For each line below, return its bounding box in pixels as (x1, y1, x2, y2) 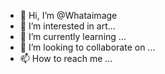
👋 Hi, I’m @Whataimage (19, 10, 118, 21)
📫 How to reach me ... (19, 53, 113, 64)
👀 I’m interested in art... (19, 20, 116, 32)
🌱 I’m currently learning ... (19, 31, 127, 42)
